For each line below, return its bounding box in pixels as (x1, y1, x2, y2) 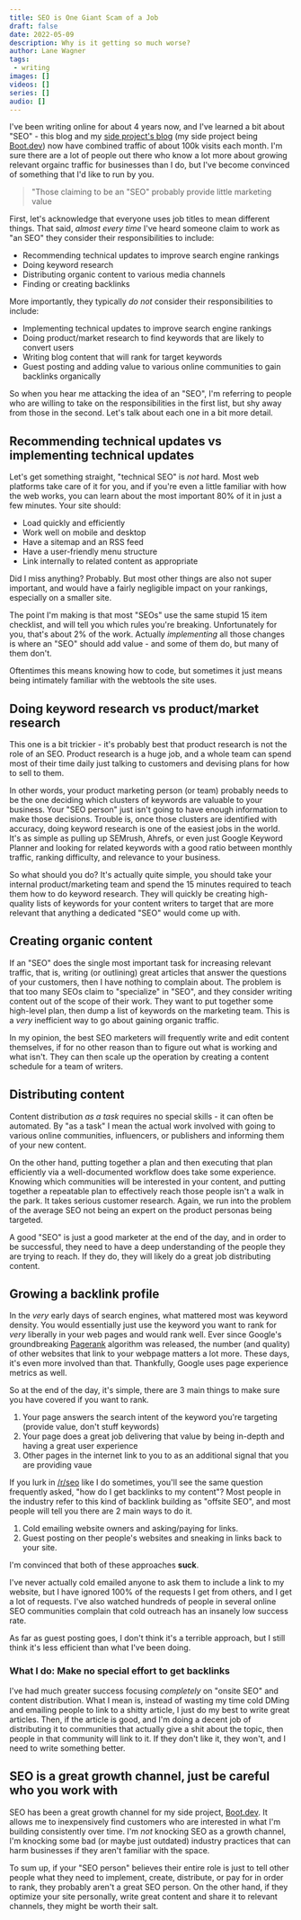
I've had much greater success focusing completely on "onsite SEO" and (9, 1685, 279, 1696)
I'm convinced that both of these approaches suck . (9, 1559, 199, 1570)
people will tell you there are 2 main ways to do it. (9, 1505, 193, 1516)
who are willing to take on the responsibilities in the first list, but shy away (9, 397, 282, 409)
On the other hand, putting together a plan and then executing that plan (9, 1156, 273, 1167)
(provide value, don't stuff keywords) (22, 1422, 160, 1433)
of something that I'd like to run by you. (9, 169, 155, 180)
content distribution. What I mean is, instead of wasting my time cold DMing (9, 1694, 290, 1705)
